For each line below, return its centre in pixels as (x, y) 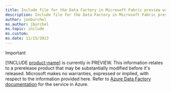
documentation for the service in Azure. (47, 84)
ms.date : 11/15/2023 (27, 39)
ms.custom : (17, 34)
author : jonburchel (26, 19)
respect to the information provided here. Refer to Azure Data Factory (78, 79)
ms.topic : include (25, 29)
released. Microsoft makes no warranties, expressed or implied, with (77, 73)
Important (16, 53)
